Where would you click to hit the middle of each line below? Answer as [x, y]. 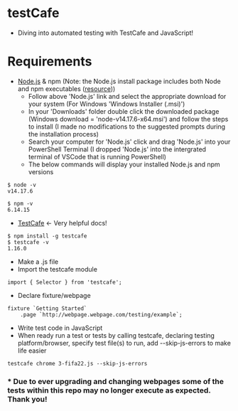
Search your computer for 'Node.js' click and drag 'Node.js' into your [129, 142]
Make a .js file [38, 262]
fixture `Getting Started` [47, 308]
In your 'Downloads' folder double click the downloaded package [124, 111]
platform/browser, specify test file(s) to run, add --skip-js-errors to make [124, 343]
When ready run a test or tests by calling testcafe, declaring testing [116, 335]
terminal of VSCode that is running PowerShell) [97, 156]
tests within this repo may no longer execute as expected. [109, 390]
